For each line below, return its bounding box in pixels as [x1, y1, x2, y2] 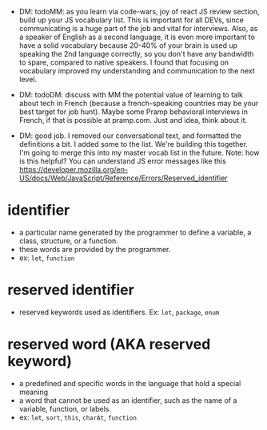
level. [18, 75, 38, 84]
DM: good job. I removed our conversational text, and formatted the [18, 131, 241, 140]
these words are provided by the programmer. [18, 244, 171, 254]
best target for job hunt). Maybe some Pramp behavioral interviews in [18, 107, 249, 116]
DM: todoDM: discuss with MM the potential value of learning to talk [18, 90, 244, 99]
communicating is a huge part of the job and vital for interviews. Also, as [18, 24, 258, 33]
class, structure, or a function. [18, 235, 119, 246]
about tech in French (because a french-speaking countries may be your [18, 99, 259, 108]
